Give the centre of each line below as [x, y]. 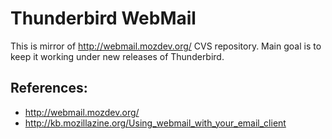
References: [49, 88]
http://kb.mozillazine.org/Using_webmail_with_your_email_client [155, 123]
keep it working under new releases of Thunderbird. [117, 56]
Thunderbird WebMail [103, 18]
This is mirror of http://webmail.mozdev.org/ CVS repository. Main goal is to [166, 46]
